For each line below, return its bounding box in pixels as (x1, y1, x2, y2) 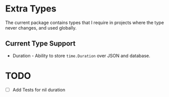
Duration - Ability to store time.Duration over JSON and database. (12, 52, 150, 58)
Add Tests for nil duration (12, 86, 66, 92)
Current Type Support (5, 39, 76, 48)
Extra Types (5, 3, 57, 14)
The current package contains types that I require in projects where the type (5, 19, 164, 25)
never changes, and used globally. (5, 24, 77, 30)
